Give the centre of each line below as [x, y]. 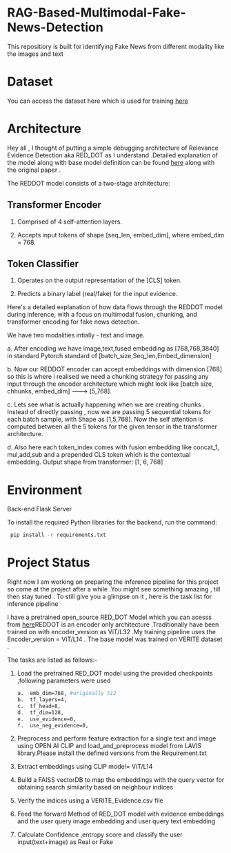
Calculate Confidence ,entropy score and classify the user [100, 835]
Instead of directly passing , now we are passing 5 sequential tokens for [109, 412]
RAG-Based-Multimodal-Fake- [97, 13]
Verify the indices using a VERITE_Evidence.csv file [90, 801]
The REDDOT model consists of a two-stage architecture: [89, 183]
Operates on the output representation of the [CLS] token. [99, 280]
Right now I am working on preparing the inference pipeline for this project [113, 582]
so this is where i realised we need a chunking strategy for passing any [108, 377]
